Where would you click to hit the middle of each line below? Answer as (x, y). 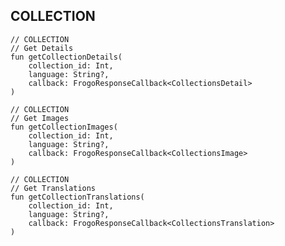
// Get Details (42, 48)
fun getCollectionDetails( (66, 57)
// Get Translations (53, 188)
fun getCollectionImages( (64, 127)
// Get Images (40, 118)
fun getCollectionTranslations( (77, 197)
